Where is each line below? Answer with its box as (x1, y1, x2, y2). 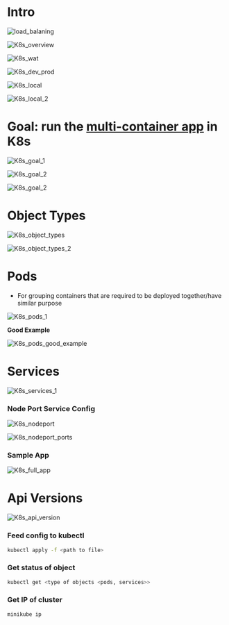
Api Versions (7, 490, 83, 506)
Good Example (7, 326, 51, 334)
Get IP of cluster (7, 595, 63, 605)
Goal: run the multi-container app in (7, 119, 218, 135)
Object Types (7, 208, 86, 224)
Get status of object (7, 563, 76, 573)
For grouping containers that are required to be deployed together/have (17, 291, 222, 299)
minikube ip (7, 610, 42, 618)
